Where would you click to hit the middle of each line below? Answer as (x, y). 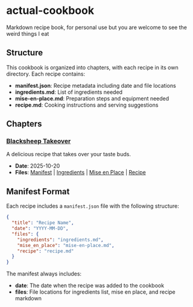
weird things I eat (28, 33)
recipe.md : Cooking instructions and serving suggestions (87, 105)
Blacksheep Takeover (39, 141)
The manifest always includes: (44, 274)
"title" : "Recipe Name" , (43, 223)
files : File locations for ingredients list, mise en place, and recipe (95, 292)
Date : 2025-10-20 (37, 166)
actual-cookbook (50, 11)
